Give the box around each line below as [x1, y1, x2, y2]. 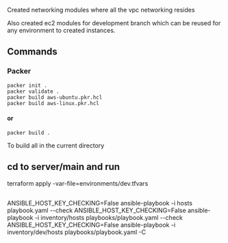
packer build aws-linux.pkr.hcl [7, 100, 99, 106]
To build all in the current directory [7, 141, 105, 149]
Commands [7, 46, 58, 57]
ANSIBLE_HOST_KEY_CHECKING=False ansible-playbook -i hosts [7, 199, 193, 208]
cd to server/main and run [7, 161, 121, 173]
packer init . [7, 82, 48, 89]
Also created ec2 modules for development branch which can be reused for [7, 19, 221, 27]
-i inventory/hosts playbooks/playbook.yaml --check [34, 214, 183, 222]
